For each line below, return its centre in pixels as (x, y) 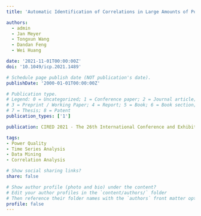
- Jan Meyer (27, 34)
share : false (22, 177)
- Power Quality (26, 143)
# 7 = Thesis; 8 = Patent (38, 111)
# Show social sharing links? (44, 171)
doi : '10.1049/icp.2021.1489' (44, 66)
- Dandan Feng (29, 45)
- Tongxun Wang (31, 39)
